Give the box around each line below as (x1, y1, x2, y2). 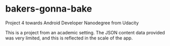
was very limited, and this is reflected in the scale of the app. (5, 35, 133, 41)
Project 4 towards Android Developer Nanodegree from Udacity (5, 20, 139, 26)
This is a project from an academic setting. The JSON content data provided (5, 29, 165, 35)
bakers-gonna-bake (5, 3, 93, 15)
